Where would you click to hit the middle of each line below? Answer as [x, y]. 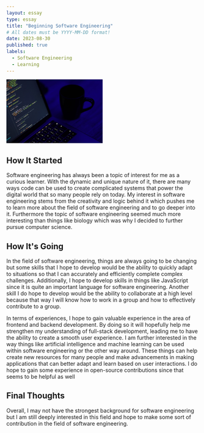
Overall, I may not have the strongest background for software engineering [100, 410]
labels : [16, 52]
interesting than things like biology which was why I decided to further [95, 220]
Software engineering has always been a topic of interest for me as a [93, 175]
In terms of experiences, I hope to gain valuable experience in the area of [98, 318]
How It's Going [35, 246]
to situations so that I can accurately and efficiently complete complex [95, 274]
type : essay [21, 19]
